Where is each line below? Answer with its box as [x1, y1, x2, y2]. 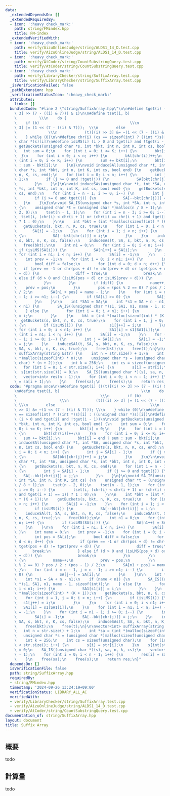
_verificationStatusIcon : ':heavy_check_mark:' [10, 92, 112, 97]
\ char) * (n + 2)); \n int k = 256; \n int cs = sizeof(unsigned [14, 360, 166, 365]
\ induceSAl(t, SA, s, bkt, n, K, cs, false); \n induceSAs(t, [14, 511, 162, 516]
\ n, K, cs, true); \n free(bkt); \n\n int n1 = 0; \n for [14, 516, 155, 521]
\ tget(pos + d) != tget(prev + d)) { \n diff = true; [14, 543, 164, 549]
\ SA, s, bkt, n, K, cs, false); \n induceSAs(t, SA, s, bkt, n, [14, 619, 159, 624]
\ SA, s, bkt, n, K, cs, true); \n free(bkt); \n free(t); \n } [14, 346, 157, 351]
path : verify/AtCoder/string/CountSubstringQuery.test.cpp [14, 59, 142, 64]
